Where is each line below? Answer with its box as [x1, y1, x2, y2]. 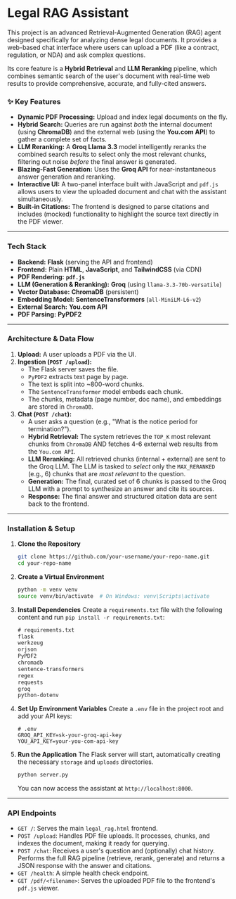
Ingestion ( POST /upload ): [17, 357, 93, 366]
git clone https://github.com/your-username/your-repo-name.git [17, 554, 210, 561]
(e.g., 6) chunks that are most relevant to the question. [27, 469, 186, 478]
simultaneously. [17, 195, 63, 203]
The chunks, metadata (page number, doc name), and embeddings [27, 395, 222, 403]
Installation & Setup [7, 523, 76, 533]
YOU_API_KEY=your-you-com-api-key [17, 738, 119, 745]
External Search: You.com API [17, 302, 107, 311]
